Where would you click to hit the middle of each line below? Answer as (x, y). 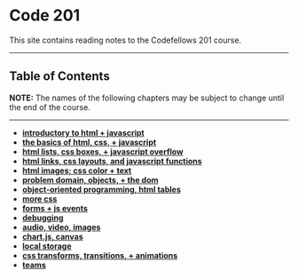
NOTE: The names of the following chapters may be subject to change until (147, 98)
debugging (43, 218)
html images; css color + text (77, 171)
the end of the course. (50, 107)
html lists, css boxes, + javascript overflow (102, 151)
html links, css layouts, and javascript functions (112, 161)
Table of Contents (60, 76)
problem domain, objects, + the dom (90, 179)
